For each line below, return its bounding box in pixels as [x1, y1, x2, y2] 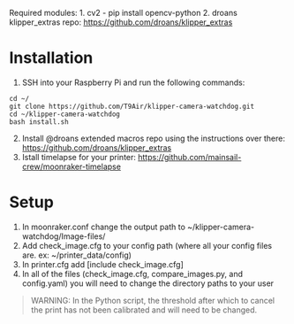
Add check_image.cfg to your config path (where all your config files [21, 240, 272, 251]
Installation [9, 48, 94, 68]
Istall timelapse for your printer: [21, 151, 137, 162]
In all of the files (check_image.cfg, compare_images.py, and [21, 268, 244, 279]
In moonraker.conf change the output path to [21, 221, 185, 232]
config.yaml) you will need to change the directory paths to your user [21, 278, 275, 289]
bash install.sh [9, 117, 69, 127]
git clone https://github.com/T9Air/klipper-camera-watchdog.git [9, 102, 254, 111]
